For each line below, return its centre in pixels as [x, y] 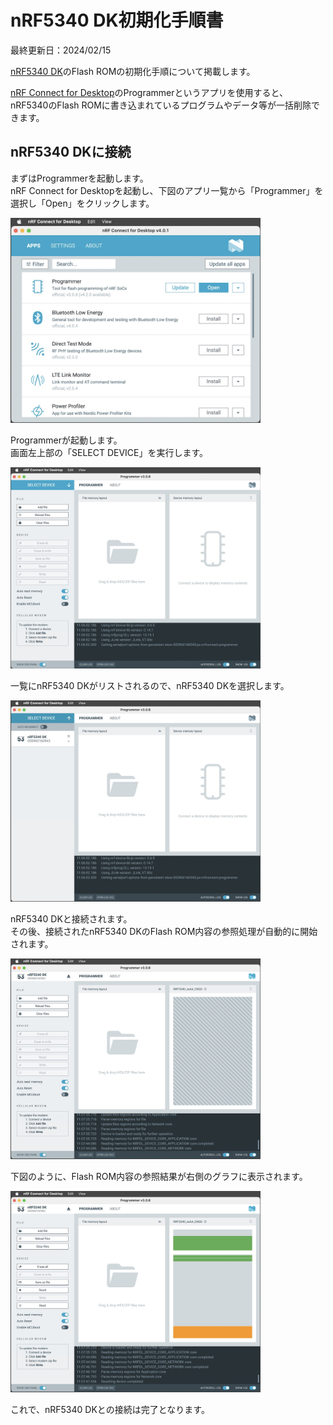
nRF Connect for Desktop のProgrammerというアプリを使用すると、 [149, 92]
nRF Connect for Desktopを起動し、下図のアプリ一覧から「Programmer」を [167, 190]
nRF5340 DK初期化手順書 [117, 20]
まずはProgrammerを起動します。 [79, 178]
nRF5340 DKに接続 [71, 152]
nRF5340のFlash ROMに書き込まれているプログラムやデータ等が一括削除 [161, 105]
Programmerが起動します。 [66, 440]
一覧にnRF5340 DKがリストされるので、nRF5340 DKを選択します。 [150, 685]
